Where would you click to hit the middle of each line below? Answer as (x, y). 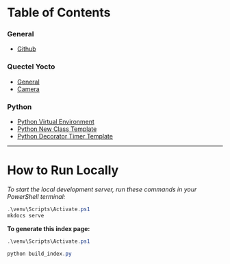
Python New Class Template (57, 129)
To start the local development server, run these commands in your (102, 189)
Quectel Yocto (31, 67)
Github (26, 49)
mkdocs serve (26, 215)
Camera (28, 89)
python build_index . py (39, 254)
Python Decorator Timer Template (65, 136)
